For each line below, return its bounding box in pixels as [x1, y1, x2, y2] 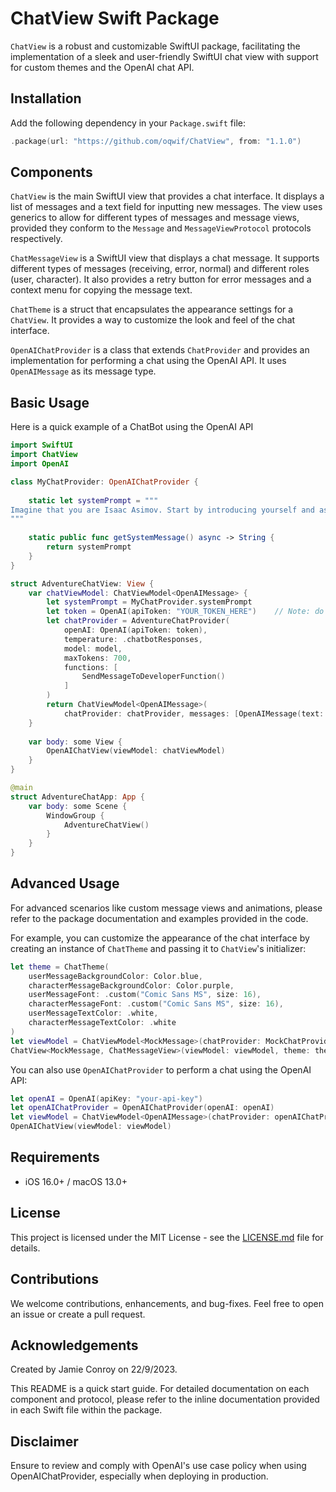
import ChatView [10, 450, 78, 460]
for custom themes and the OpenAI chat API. [10, 61, 195, 73]
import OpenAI [10, 459, 70, 469]
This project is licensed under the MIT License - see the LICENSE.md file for [10, 1231, 324, 1243]
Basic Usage [10, 394, 90, 411]
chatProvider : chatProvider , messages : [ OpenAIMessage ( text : [63, 708, 325, 719]
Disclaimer [10, 1433, 79, 1450]
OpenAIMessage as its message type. [10, 365, 157, 377]
